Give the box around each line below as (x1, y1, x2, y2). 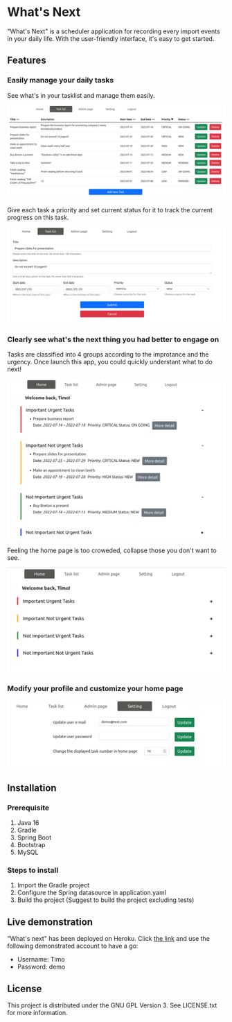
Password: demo (17, 962, 66, 971)
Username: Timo (17, 955, 65, 964)
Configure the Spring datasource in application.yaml (17, 889, 166, 897)
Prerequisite (7, 803, 50, 812)
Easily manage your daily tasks (7, 76, 114, 85)
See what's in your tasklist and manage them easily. (7, 91, 155, 99)
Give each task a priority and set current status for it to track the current (7, 206, 213, 214)
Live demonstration (7, 916, 93, 928)
